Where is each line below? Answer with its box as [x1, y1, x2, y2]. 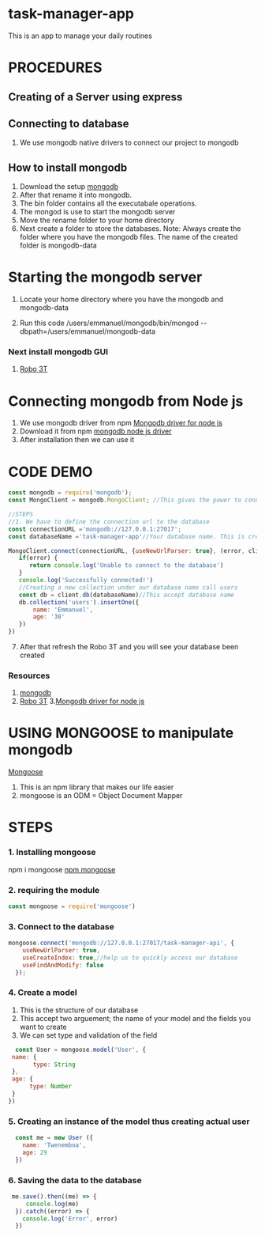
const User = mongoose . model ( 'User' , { [15, 1046, 147, 1054]
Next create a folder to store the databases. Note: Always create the [19, 224, 241, 233]
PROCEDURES [8, 59, 103, 77]
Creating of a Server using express [8, 90, 183, 104]
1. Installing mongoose [8, 847, 96, 858]
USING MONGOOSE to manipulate [8, 724, 234, 742]
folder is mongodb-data [19, 240, 97, 250]
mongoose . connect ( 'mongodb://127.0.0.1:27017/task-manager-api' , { [8, 939, 235, 948]
